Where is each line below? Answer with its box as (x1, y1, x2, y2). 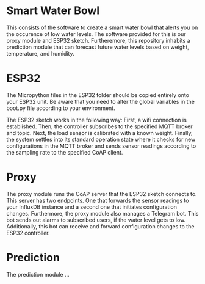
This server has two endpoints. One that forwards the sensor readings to (6, 197, 189, 204)
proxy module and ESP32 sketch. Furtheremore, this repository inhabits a (6, 37, 190, 44)
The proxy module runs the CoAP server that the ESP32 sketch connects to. (6, 190, 197, 197)
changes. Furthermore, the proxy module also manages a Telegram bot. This (6, 209, 199, 217)
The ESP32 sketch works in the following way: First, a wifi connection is (6, 116, 187, 123)
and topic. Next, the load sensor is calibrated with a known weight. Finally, (6, 129, 193, 136)
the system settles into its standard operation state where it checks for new (6, 136, 196, 143)
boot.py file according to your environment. (6, 104, 115, 112)
